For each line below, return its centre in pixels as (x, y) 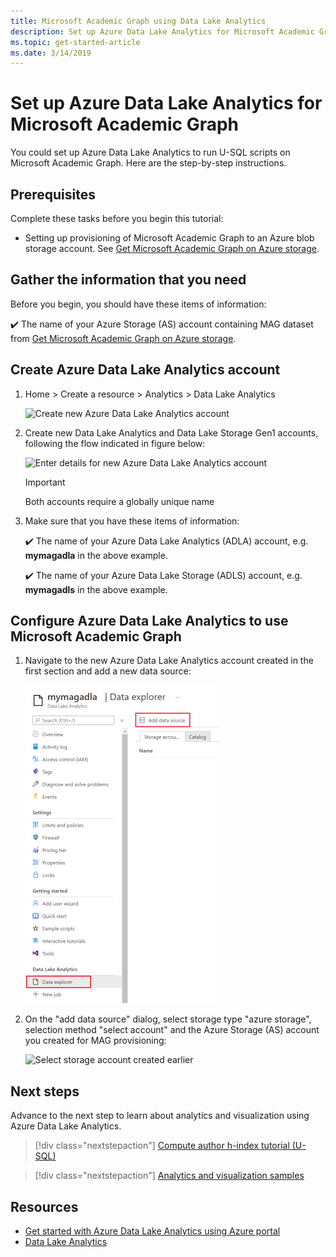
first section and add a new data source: (108, 671)
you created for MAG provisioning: (95, 1041)
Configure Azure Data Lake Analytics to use (149, 621)
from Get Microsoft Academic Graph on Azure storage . (123, 338)
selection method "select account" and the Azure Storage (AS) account (172, 1030)
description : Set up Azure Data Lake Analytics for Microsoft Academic (162, 31)
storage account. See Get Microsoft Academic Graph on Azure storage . (172, 248)
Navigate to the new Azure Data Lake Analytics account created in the (169, 661)
